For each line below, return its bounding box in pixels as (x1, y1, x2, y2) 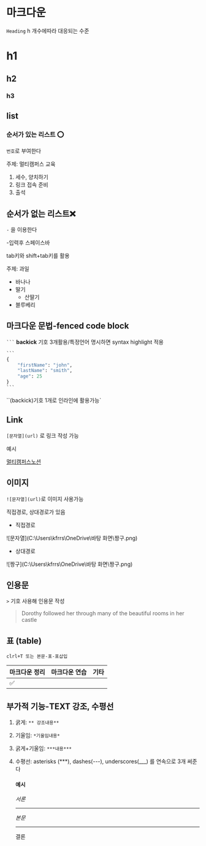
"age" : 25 (17, 373, 43, 379)
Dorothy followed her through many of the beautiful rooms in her (21, 610, 185, 617)
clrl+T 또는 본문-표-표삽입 (6, 653, 68, 660)
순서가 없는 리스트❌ (6, 208, 76, 219)
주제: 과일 (6, 265, 29, 272)
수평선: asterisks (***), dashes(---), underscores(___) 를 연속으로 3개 (15, 758, 186, 765)
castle (21, 616, 37, 624)
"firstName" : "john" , (17, 362, 72, 368)
